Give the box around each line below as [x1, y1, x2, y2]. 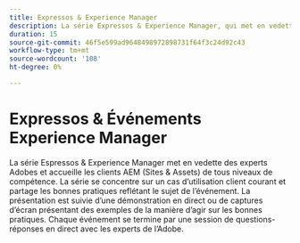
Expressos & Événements [9, 109, 203, 129]
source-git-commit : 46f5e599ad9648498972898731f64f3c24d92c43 [9, 37, 246, 47]
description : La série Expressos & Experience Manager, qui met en [9, 21, 266, 30]
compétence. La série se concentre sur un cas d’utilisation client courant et [9, 175, 287, 187]
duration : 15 [9, 29, 58, 38]
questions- [235, 214, 276, 224]
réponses [9, 223, 45, 234]
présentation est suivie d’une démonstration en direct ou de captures [9, 195, 263, 206]
